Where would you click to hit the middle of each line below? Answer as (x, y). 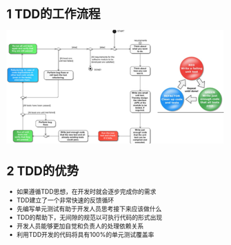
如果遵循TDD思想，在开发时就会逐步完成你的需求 (86, 192)
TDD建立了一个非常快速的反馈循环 (65, 200)
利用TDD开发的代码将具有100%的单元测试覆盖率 (85, 235)
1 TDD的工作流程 (53, 14)
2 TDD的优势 (43, 171)
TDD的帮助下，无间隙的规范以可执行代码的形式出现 (89, 217)
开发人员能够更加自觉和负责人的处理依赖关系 (80, 226)
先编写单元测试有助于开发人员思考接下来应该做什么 (89, 209)
